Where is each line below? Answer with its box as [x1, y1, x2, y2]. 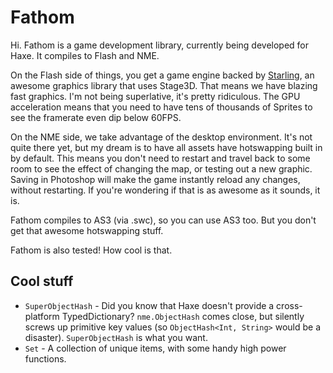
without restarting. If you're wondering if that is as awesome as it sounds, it [10, 184, 321, 196]
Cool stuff [10, 273, 74, 290]
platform [24, 310, 60, 322]
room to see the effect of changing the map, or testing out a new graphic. [10, 162, 313, 175]
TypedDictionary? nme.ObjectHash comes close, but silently [61, 310, 305, 322]
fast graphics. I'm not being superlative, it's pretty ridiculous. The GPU [10, 90, 301, 102]
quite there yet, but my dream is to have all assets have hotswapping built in [10, 141, 323, 153]
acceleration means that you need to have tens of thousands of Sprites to [10, 101, 313, 113]
